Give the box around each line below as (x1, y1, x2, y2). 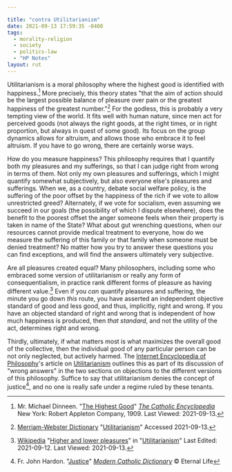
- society (13, 42, 41, 49)
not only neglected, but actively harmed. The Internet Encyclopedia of (7, 352, 206, 360)
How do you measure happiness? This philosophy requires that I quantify (7, 155, 215, 163)
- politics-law (13, 48, 57, 55)
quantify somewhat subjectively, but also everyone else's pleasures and (7, 177, 212, 185)
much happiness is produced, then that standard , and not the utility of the (7, 316, 217, 325)
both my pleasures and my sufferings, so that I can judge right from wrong (7, 162, 219, 170)
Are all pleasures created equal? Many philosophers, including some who (7, 264, 215, 272)
